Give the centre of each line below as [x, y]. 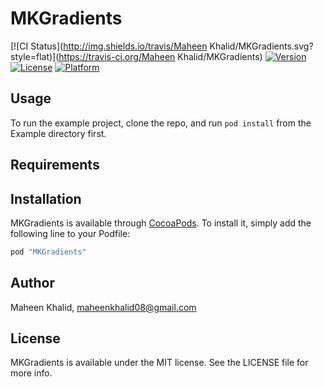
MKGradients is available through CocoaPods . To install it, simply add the [161, 223]
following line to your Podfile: [70, 233]
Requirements [55, 165]
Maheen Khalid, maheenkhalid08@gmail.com [103, 307]
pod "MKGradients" [48, 252]
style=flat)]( [35, 56]
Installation [46, 198]
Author [32, 283]
